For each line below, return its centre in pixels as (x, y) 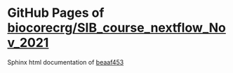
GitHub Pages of (56, 13)
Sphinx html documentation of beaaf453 (66, 62)
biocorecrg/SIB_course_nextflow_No (117, 28)
